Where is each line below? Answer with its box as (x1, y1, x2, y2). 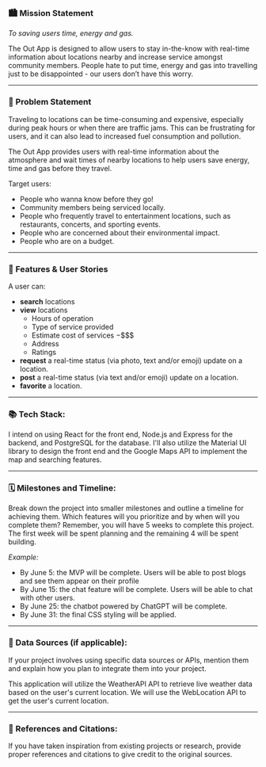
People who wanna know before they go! (19, 194, 154, 204)
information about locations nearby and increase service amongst (8, 52, 223, 62)
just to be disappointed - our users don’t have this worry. (8, 69, 194, 78)
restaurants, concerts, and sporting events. (19, 219, 161, 229)
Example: (8, 552, 39, 562)
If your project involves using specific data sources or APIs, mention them (8, 655, 249, 665)
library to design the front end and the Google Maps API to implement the (8, 447, 248, 456)
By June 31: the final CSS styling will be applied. (19, 610, 177, 620)
